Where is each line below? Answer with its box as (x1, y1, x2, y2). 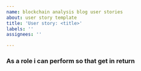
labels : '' (6, 25, 34, 32)
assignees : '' (6, 32, 42, 38)
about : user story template (6, 15, 77, 21)
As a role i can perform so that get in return (6, 57, 135, 66)
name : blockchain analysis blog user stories (6, 8, 123, 15)
